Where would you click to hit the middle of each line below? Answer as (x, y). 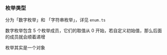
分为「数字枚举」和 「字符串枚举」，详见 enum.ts (55, 20)
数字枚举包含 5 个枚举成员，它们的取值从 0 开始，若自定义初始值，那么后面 (83, 31)
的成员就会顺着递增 (25, 37)
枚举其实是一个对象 (25, 48)
